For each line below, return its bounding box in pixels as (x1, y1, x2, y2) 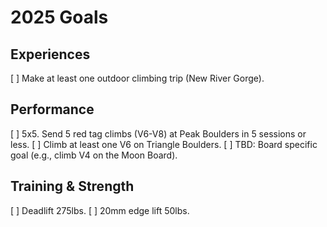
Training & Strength (10, 178, 135, 195)
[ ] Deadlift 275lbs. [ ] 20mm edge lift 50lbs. (10, 204, 190, 216)
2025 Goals (10, 6, 109, 29)
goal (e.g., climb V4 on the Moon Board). (10, 149, 178, 161)
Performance (10, 101, 95, 118)
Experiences (10, 46, 91, 63)
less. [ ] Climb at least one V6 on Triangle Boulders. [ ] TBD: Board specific (10, 138, 318, 150)
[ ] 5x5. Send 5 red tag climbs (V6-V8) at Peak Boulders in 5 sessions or (10, 127, 307, 140)
